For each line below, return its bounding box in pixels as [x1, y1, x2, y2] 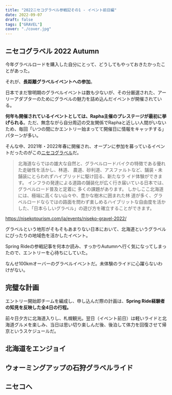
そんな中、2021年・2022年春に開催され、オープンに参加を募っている [5, 143, 152, 149]
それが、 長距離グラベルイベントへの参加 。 [5, 78, 95, 84]
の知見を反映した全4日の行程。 [5, 304, 72, 310]
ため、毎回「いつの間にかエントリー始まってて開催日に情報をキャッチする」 [5, 126, 166, 132]
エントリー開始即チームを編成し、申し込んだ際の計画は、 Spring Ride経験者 [5, 298, 165, 304]
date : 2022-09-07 [5, 12, 42, 17]
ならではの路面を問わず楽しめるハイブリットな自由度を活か [40, 199, 166, 205]
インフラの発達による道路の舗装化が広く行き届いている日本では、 [28, 180, 167, 186]
